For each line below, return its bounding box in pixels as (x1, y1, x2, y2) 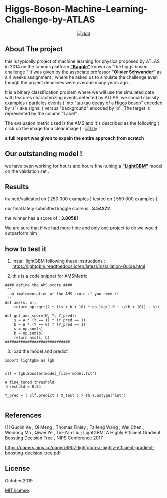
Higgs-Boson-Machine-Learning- (5, 3, 148, 15)
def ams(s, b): (5, 300, 37, 305)
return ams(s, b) (14, 335, 50, 340)
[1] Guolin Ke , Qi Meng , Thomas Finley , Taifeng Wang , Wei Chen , (5, 424, 144, 430)
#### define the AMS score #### (5, 283, 72, 288)
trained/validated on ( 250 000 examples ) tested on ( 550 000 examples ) (5, 196, 158, 202)
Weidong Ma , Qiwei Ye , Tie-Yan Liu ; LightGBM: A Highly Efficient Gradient (5, 430, 161, 435)
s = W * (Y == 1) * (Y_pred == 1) (14, 318, 86, 323)
